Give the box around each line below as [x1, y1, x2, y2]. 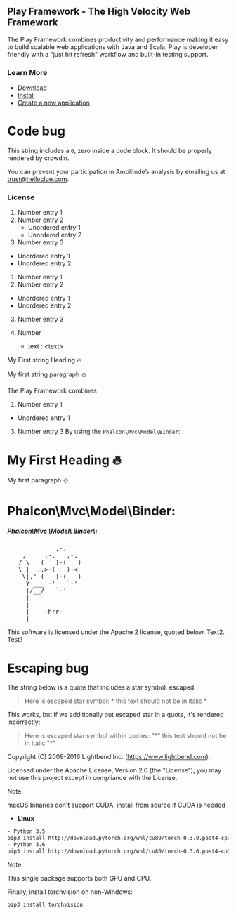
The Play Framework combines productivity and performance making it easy [7, 35, 229, 44]
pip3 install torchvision [7, 901, 83, 908]
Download [17, 84, 48, 92]
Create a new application [17, 98, 90, 107]
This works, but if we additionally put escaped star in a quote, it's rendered [7, 711, 224, 719]
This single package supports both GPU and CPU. [7, 874, 152, 882]
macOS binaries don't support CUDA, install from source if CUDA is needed [7, 801, 226, 810]
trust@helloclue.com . [7, 175, 69, 183]
